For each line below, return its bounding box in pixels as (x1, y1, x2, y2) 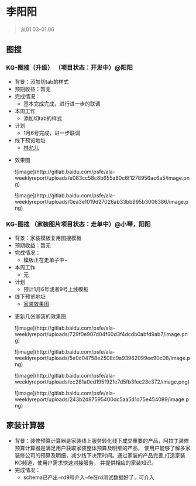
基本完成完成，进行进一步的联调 (23, 100, 101, 107)
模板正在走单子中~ (23, 256, 68, 263)
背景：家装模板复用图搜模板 (14, 234, 82, 241)
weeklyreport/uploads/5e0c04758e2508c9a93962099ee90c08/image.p (14, 354, 190, 361)
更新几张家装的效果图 (14, 313, 66, 320)
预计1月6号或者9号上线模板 (23, 285, 89, 293)
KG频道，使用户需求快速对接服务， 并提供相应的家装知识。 (14, 459, 157, 466)
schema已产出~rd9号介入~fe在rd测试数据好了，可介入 (23, 474, 154, 481)
